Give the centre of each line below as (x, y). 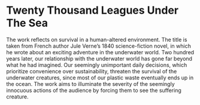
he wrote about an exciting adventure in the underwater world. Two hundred (100, 52)
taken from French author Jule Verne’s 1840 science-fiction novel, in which (99, 46)
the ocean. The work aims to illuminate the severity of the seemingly (90, 84)
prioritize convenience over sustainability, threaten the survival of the (92, 71)
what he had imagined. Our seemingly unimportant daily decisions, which (97, 65)
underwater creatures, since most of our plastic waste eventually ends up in (100, 78)
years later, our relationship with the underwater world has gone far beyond (99, 58)
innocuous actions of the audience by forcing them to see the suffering (94, 90)
